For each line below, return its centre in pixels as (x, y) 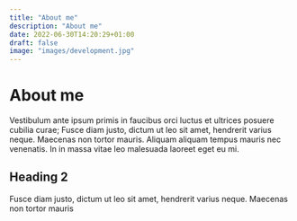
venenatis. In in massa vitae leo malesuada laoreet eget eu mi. (125, 149)
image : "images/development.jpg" (72, 51)
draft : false (34, 43)
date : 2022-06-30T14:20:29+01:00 (72, 34)
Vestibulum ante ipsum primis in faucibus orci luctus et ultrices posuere (142, 120)
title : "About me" (44, 18)
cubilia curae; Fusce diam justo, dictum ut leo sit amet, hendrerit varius (140, 130)
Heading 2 (39, 177)
